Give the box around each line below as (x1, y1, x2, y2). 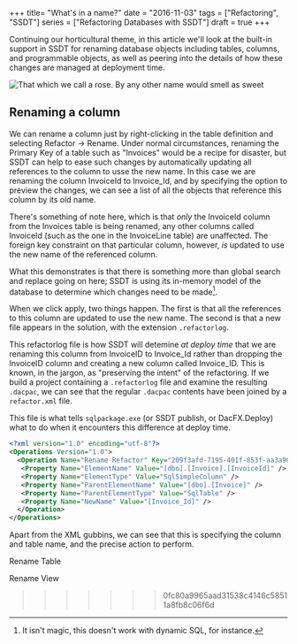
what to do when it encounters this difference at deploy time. (9, 422, 232, 433)
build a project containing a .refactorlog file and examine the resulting (9, 377, 268, 387)
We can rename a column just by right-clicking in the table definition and (9, 128, 274, 139)
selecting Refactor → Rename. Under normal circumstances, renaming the (9, 137, 280, 149)
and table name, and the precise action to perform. (9, 539, 194, 549)
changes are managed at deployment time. (9, 62, 165, 73)
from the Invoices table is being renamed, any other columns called (9, 220, 255, 231)
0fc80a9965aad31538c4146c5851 (163, 590, 288, 601)
